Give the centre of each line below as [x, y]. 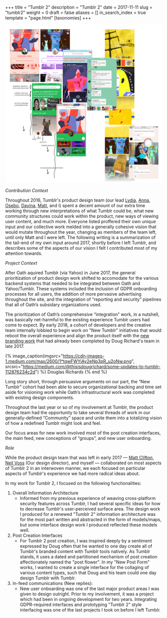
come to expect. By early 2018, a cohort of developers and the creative [78, 325]
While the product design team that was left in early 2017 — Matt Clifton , [80, 458]
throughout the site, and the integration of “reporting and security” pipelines [83, 299]
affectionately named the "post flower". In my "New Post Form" [85, 562]
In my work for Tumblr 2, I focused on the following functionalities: [73, 483]
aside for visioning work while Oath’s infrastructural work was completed [80, 392]
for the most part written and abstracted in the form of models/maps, [91, 519]
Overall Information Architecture [45, 493]
